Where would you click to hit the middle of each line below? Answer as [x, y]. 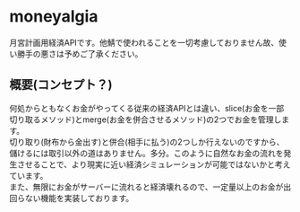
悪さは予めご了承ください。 [91, 53]
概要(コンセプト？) [61, 85]
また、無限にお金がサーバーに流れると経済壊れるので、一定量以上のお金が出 [150, 187]
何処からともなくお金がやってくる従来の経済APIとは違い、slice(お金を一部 [147, 108]
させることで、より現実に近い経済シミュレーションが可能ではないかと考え [154, 164]
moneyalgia [54, 17]
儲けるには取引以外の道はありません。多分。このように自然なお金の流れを [146, 153]
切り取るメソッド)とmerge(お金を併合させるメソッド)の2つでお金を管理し [146, 119]
